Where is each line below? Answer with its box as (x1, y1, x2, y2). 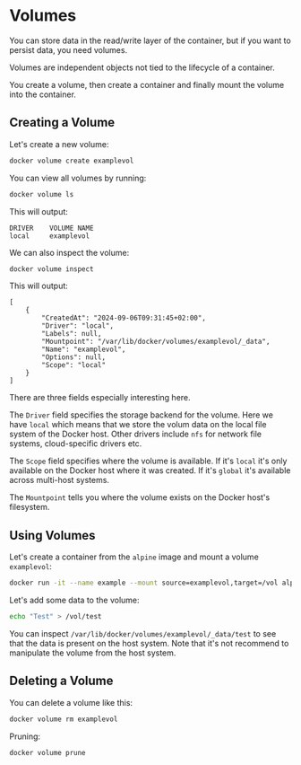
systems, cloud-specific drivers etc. (9, 438, 142, 449)
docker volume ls (9, 189, 74, 198)
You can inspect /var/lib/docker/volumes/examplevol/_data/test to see (9, 628, 277, 638)
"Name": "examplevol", (41, 345, 126, 355)
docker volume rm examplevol (9, 715, 118, 724)
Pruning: (9, 731, 41, 742)
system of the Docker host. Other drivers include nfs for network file (9, 428, 262, 440)
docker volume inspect (9, 264, 94, 274)
